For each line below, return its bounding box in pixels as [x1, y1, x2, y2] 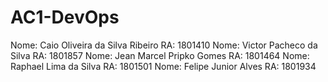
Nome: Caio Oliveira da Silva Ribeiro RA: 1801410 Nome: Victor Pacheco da [10, 39, 318, 51]
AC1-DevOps [10, 6, 120, 29]
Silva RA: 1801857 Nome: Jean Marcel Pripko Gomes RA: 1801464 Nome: [10, 49, 310, 61]
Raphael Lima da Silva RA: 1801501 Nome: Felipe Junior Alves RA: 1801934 [10, 60, 317, 72]
